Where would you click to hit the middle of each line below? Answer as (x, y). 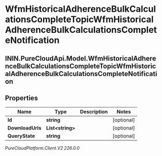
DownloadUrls (24, 128)
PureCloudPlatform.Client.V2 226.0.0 (42, 148)
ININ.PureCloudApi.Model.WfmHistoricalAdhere (81, 58)
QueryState (21, 136)
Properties (22, 98)
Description (94, 112)
